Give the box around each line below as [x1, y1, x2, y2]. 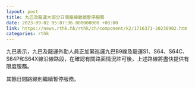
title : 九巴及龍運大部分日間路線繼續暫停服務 [6, 14, 105, 20]
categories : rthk [6, 31, 49, 37]
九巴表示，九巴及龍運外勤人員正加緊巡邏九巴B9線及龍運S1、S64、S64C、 [6, 48, 188, 55]
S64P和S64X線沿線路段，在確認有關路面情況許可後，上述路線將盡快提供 [6, 55, 184, 62]
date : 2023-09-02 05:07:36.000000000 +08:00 [6, 20, 118, 26]
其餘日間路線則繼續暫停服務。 [6, 76, 79, 83]
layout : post [6, 8, 39, 15]
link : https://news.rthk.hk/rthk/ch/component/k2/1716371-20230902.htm [6, 25, 187, 32]
